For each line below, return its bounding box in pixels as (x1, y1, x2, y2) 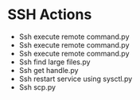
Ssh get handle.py (18, 65, 79, 75)
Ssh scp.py (18, 82, 56, 92)
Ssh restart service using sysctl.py (18, 74, 133, 83)
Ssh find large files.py (18, 57, 91, 67)
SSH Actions (7, 6, 92, 24)
